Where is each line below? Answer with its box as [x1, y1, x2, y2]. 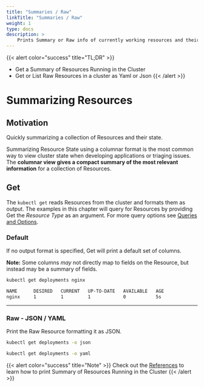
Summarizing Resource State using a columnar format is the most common [6, 145, 194, 153]
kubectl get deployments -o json [6, 340, 91, 346]
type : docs [6, 26, 34, 32]
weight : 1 [6, 20, 32, 26]
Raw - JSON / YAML [6, 314, 66, 322]
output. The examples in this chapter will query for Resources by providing [6, 205, 193, 212]
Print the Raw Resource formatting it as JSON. [6, 328, 122, 335]
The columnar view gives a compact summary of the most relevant [6, 159, 178, 166]
